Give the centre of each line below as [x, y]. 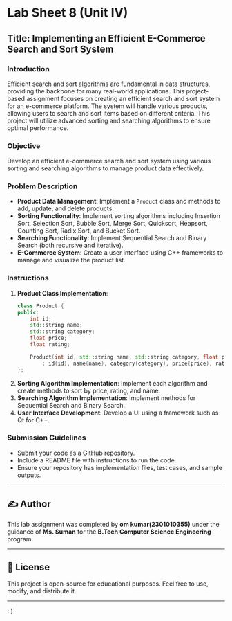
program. [20, 539]
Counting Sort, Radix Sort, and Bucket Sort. [79, 231]
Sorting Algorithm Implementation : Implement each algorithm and [113, 383]
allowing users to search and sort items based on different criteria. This [109, 113]
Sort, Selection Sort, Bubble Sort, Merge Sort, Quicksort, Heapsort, [113, 224]
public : [28, 312]
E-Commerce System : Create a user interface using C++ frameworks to [120, 253]
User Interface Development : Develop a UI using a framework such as [118, 413]
